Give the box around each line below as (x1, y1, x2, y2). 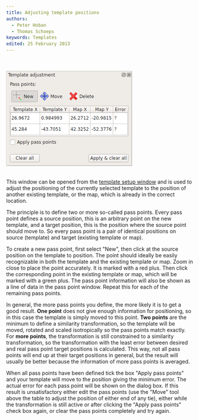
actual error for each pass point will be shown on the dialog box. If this (6, 382, 179, 389)
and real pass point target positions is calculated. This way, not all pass (6, 345, 181, 352)
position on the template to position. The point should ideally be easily (6, 252, 178, 258)
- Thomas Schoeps (11, 29, 55, 34)
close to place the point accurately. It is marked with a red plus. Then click (6, 264, 188, 271)
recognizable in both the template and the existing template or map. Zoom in (6, 258, 193, 265)
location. (6, 197, 28, 204)
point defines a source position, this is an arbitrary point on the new (6, 215, 172, 222)
